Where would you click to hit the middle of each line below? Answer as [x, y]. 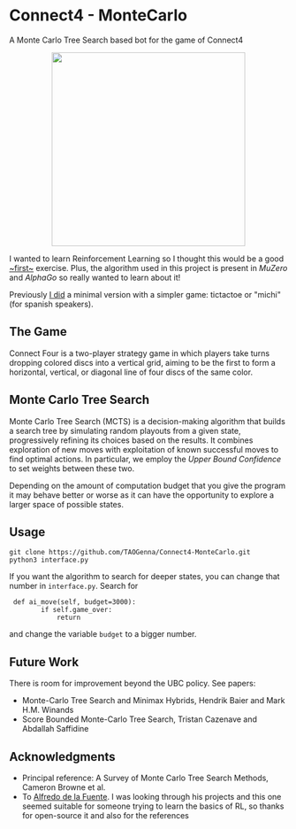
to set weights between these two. [72, 468]
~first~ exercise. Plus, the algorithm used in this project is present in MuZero [148, 267]
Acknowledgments [63, 757]
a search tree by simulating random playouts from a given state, [125, 430]
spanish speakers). [59, 304]
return [68, 618]
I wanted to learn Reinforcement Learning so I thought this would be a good [147, 259]
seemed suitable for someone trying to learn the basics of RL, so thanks [153, 806]
